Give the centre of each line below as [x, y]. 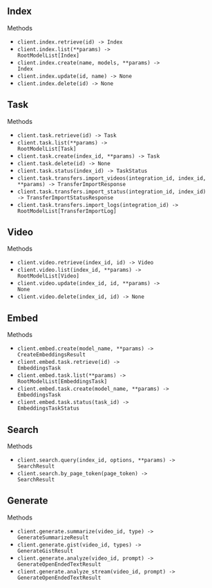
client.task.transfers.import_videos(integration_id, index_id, [112, 178]
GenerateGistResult [45, 551]
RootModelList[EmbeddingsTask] [62, 382]
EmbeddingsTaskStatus [48, 408]
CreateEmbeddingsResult [51, 355]
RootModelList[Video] [48, 276]
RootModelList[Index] [48, 55]
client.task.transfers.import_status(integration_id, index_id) [112, 192]
